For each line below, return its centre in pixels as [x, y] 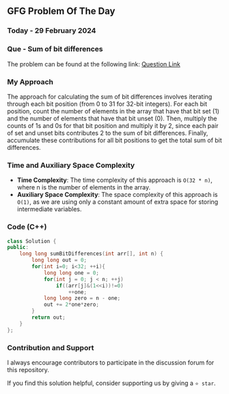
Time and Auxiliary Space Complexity [71, 165]
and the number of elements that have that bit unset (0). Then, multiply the [112, 118]
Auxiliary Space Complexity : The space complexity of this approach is [117, 195]
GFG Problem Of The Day [61, 11]
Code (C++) [27, 227]
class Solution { [32, 241]
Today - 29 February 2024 [52, 31]
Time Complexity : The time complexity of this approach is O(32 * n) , [115, 180]
